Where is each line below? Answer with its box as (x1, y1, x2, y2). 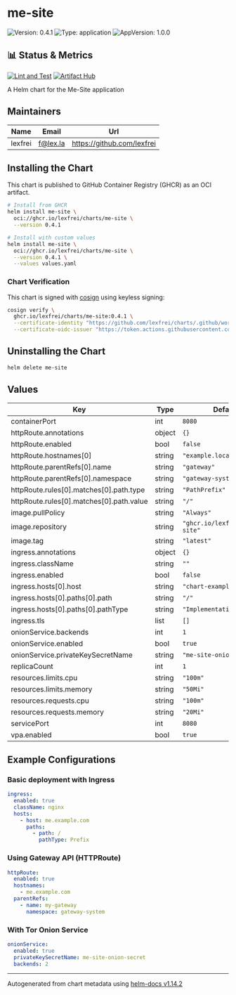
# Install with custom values (7, 234, 96, 241)
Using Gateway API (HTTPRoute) (7, 853, 122, 863)
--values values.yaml (13, 260, 77, 268)
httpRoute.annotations (11, 427, 84, 437)
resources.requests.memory (11, 707, 104, 717)
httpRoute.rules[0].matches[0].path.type (11, 485, 145, 495)
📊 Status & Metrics (7, 49, 93, 61)
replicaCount (11, 661, 54, 671)
